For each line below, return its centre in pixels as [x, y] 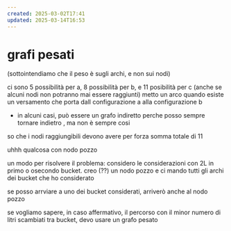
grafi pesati [41, 55]
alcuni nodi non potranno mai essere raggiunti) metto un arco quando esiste [115, 95]
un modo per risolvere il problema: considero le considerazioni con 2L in [110, 164]
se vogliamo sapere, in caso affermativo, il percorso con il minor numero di [114, 212]
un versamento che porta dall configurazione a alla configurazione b [105, 102]
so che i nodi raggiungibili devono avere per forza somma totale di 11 [105, 136]
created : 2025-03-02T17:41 [46, 14]
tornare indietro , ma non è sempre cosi [74, 123]
